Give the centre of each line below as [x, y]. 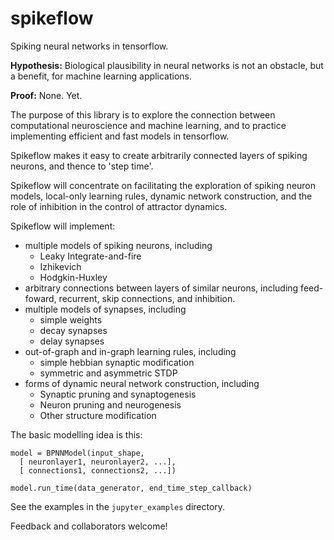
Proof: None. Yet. [46, 95]
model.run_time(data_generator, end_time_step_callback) [131, 488]
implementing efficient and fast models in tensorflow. [120, 136]
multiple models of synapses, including [105, 309]
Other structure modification [98, 415]
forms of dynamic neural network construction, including [142, 383]
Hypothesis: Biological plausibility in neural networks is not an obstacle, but [167, 65]
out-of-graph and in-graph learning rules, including [130, 351]
